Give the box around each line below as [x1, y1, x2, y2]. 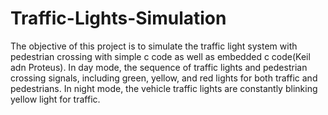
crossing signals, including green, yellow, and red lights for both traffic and [10, 72, 318, 84]
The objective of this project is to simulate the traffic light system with [10, 40, 298, 52]
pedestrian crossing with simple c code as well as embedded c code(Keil [10, 50, 311, 62]
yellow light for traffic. [10, 93, 101, 105]
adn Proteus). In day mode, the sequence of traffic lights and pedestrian [10, 61, 308, 73]
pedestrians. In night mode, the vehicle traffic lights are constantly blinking [10, 82, 318, 94]
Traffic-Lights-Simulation [10, 7, 227, 30]
